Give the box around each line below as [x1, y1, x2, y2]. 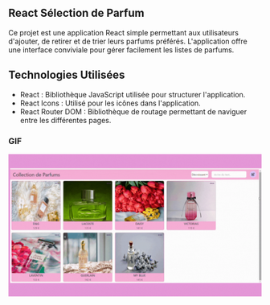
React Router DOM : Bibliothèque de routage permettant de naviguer [19, 106, 247, 116]
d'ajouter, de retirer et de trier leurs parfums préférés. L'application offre [8, 36, 247, 46]
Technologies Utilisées [8, 68, 125, 82]
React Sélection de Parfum [8, 6, 145, 20]
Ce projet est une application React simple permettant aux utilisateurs [8, 27, 239, 37]
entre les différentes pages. [19, 115, 112, 125]
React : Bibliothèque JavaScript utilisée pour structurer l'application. [19, 89, 246, 99]
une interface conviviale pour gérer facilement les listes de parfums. [8, 44, 235, 55]
